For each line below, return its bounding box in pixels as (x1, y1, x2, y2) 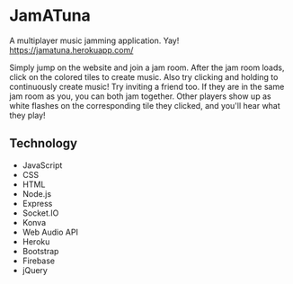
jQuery (22, 264, 48, 275)
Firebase (22, 255, 56, 266)
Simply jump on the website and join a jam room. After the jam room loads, (9, 62, 285, 73)
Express (22, 198, 53, 209)
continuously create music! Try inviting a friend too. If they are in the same (9, 81, 285, 92)
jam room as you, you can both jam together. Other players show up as (9, 91, 271, 102)
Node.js (22, 188, 52, 199)
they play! (9, 110, 47, 120)
